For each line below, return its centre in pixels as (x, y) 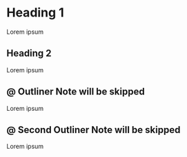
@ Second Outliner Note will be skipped (93, 130)
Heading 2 (29, 53)
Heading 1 (36, 13)
